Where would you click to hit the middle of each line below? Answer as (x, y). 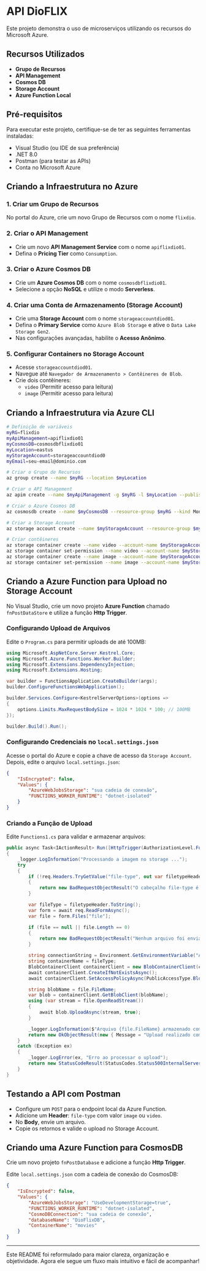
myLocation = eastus (30, 450)
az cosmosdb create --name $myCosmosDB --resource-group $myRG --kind (98, 511)
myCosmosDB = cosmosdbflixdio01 (45, 444)
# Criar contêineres (33, 540)
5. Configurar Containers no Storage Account (75, 354)
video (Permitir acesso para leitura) (69, 387)
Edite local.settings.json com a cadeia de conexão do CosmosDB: (93, 1175)
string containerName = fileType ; (72, 961)
